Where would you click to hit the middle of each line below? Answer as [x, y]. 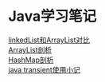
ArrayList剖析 [30, 49]
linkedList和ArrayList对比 [49, 40]
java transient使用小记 [45, 69]
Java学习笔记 [52, 16]
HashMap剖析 [31, 60]
